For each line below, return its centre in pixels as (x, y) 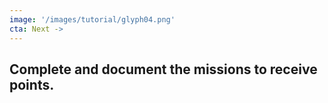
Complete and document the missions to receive (163, 69)
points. (32, 84)
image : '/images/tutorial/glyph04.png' (92, 19)
